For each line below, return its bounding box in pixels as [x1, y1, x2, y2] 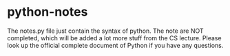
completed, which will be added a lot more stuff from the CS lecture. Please [7, 33, 222, 42]
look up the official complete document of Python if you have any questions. [7, 41, 224, 49]
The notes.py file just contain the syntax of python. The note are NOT [7, 27, 205, 35]
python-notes [7, 4, 88, 20]
